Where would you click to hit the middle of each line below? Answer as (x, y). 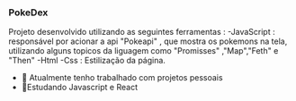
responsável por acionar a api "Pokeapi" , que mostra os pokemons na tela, (148, 41)
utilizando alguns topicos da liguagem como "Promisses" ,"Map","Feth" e (144, 51)
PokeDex (28, 13)
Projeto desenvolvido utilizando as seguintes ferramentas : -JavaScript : (142, 32)
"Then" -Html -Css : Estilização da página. (87, 61)
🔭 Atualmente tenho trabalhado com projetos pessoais (122, 78)
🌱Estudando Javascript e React (80, 88)
